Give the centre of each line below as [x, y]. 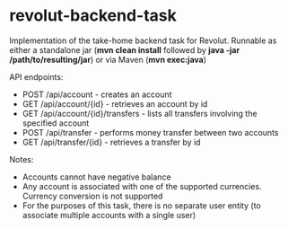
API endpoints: [36, 76]
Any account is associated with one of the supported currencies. [142, 186]
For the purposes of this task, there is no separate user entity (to [142, 205]
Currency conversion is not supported [92, 196]
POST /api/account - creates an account [97, 94]
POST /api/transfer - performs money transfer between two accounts [150, 132]
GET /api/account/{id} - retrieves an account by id [115, 103]
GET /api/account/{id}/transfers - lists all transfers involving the [140, 113]
